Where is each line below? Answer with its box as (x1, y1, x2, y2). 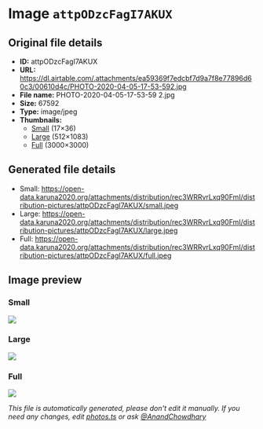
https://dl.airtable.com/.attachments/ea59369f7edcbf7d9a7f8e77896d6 (19, 74, 253, 82)
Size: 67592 (19, 99, 60, 108)
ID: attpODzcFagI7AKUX (19, 57, 98, 66)
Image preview (8, 273, 82, 287)
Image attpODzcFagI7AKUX (8, 5, 173, 23)
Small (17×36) (31, 123, 76, 133)
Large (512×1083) (31, 132, 89, 141)
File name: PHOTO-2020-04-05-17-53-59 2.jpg (19, 90, 175, 99)
